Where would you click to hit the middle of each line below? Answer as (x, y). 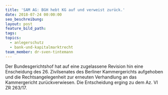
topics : (13, 38)
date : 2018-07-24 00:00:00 (34, 15)
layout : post (19, 24)
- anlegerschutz (27, 43)
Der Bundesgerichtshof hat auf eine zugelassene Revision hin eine (74, 66)
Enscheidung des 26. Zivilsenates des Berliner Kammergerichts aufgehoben (84, 71)
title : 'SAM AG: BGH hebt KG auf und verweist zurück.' (65, 10)
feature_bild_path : (26, 29)
